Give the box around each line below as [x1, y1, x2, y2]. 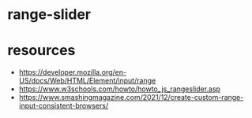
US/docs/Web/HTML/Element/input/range [18, 76, 156, 86]
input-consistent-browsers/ [18, 101, 108, 111]
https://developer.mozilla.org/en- [18, 68, 127, 77]
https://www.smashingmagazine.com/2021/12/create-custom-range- [18, 93, 244, 102]
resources [7, 42, 76, 60]
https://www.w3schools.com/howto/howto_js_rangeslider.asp [18, 84, 220, 94]
